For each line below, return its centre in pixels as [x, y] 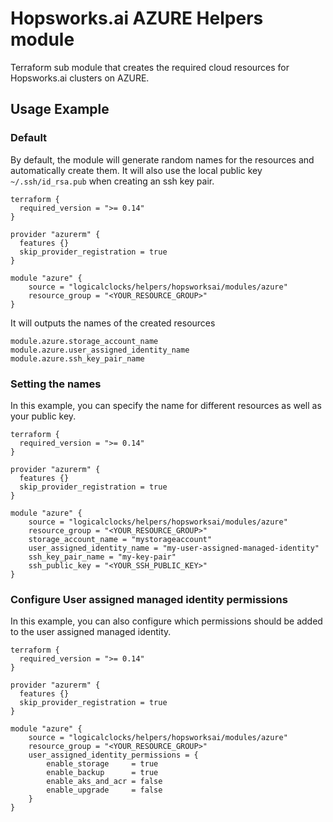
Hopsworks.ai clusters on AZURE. [80, 78]
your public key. [43, 416]
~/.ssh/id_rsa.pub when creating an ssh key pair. [112, 181]
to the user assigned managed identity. [91, 632]
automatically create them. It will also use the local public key [136, 170]
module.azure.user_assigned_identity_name [100, 350]
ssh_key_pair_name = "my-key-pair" [102, 557]
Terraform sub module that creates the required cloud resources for [150, 67]
